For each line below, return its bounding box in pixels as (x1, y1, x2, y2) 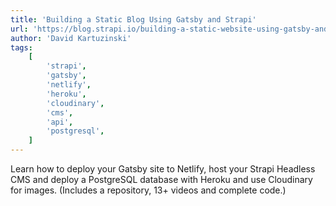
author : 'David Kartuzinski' (10, 33, 132, 43)
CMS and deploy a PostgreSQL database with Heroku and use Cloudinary (10, 174, 313, 185)
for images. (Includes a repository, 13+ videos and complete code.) (10, 184, 287, 196)
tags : (10, 42, 33, 53)
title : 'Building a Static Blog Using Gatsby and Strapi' (10, 14, 257, 25)
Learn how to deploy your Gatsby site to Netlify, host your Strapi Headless (10, 163, 316, 175)
